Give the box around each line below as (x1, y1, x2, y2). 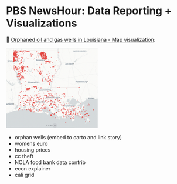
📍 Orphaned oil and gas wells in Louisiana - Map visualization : (6, 36, 156, 43)
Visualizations (6, 16, 77, 30)
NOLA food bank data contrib (14, 159, 86, 166)
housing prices (14, 146, 51, 153)
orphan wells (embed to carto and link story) (14, 133, 122, 140)
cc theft (14, 152, 34, 159)
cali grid (14, 171, 35, 178)
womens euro (14, 140, 48, 147)
